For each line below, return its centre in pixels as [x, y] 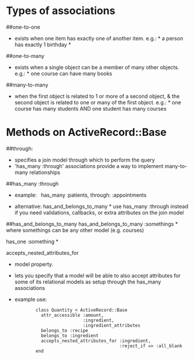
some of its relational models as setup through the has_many [88, 282]
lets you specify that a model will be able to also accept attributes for [98, 275]
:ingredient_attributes [112, 325]
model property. [34, 264]
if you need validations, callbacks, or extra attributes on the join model [99, 213]
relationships [44, 172]
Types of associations [61, 11]
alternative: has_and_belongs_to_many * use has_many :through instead [101, 206]
